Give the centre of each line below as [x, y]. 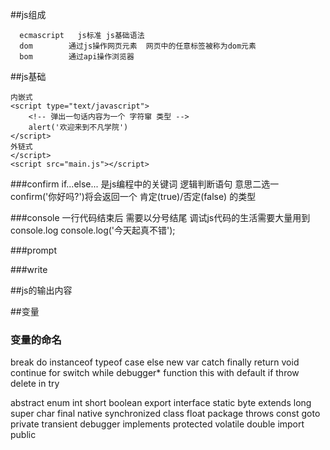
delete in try [35, 384]
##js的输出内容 [41, 290]
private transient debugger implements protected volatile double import [157, 424]
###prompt [34, 250]
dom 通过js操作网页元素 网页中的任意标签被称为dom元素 [138, 46]
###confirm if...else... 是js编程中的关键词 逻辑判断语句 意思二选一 [145, 184]
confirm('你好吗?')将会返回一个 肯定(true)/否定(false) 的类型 [133, 196]
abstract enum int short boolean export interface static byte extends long [161, 403]
